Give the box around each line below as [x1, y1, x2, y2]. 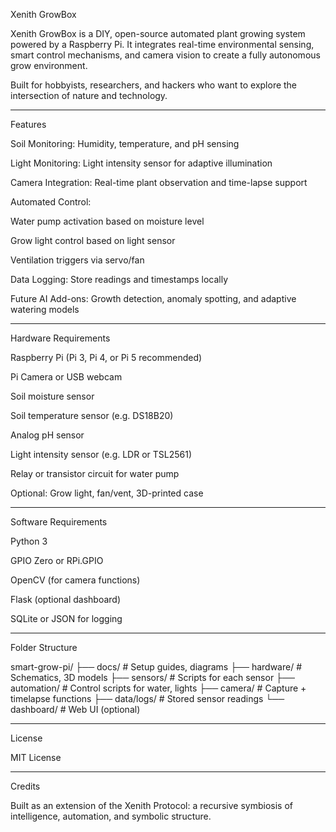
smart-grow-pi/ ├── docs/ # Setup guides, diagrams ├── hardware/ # [10, 661, 302, 673]
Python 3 [10, 535, 48, 547]
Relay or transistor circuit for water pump [10, 468, 180, 479]
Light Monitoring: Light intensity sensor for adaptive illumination [10, 157, 273, 169]
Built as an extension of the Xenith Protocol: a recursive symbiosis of [10, 800, 294, 811]
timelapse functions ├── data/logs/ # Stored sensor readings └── [10, 693, 285, 704]
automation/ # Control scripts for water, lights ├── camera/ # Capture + [10, 682, 307, 694]
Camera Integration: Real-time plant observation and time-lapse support [10, 177, 308, 188]
